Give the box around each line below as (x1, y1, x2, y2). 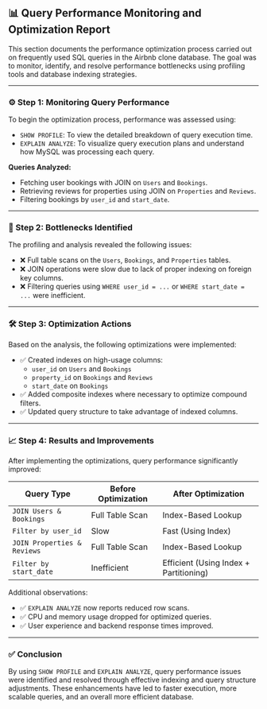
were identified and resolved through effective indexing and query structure (8, 675, 257, 685)
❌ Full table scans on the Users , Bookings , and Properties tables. (19, 255, 231, 265)
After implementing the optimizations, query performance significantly (8, 456, 238, 465)
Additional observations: (8, 587, 88, 597)
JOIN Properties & (12, 539, 82, 547)
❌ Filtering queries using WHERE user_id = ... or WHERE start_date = (19, 281, 245, 292)
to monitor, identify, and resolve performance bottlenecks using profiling (8, 60, 246, 70)
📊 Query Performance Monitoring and (8, 6, 202, 20)
